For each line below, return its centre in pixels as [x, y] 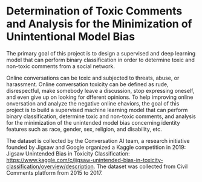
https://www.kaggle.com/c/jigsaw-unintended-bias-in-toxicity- [85, 160]
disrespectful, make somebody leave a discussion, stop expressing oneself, [100, 90]
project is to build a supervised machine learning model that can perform [97, 110]
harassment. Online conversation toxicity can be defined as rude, [87, 84]
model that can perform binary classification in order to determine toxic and [100, 60]
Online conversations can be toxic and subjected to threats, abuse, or [93, 78]
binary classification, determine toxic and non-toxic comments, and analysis [101, 116]
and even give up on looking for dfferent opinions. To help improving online [100, 97]
